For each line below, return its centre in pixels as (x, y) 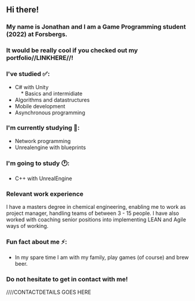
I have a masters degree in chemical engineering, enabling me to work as (96, 207)
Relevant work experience (45, 194)
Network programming (43, 141)
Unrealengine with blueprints (50, 147)
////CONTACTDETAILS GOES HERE (49, 292)
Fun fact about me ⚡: (37, 242)
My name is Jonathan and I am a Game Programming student (96, 27)
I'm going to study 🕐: (38, 163)
